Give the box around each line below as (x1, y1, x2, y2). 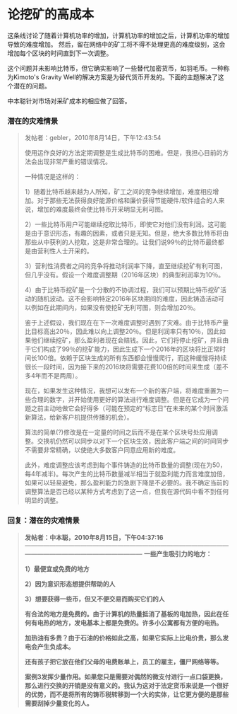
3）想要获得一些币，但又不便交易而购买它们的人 (24, 594, 165, 603)
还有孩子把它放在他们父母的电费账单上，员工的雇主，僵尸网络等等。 (24, 657, 223, 666)
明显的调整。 (24, 496, 62, 505)
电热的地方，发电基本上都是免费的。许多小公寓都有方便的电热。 (37, 618, 223, 627)
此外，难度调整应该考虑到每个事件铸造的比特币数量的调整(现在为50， (24, 461, 227, 469)
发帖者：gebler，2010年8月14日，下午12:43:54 (24, 134, 162, 142)
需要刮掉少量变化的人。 (24, 698, 93, 708)
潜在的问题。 (13, 81, 51, 90)
